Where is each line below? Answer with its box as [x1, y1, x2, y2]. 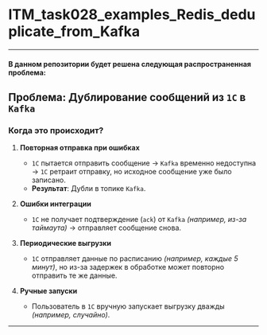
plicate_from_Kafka [8, 22, 141, 41]
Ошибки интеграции [19, 199, 91, 208]
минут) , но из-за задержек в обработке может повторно [31, 263, 225, 272]
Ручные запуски [19, 286, 78, 296]
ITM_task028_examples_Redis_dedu [8, 6, 256, 24]
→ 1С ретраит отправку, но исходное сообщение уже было [31, 167, 232, 177]
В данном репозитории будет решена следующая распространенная [8, 59, 252, 68]
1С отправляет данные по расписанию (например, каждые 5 [31, 254, 238, 263]
